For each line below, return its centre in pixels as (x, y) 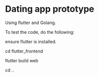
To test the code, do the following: (40, 32)
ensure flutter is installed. (31, 41)
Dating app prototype (50, 9)
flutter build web (22, 60)
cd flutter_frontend (24, 51)
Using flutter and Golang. (31, 23)
